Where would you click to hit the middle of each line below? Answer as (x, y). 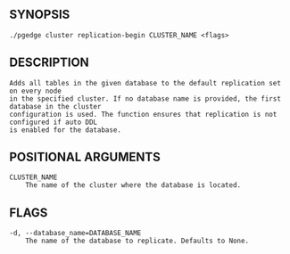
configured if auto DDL (54, 122)
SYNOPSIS (40, 15)
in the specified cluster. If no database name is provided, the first (145, 98)
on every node (36, 91)
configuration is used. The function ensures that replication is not (143, 114)
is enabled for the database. (66, 130)
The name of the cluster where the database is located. (133, 185)
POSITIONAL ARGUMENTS (85, 157)
